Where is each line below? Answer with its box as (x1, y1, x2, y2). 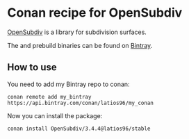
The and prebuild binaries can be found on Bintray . (7, 41, 153, 49)
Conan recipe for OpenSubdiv (7, 5, 183, 21)
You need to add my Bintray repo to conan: (7, 80, 130, 88)
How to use (7, 61, 57, 74)
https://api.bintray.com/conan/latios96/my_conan (7, 99, 154, 106)
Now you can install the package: (7, 111, 103, 120)
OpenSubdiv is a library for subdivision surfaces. (7, 28, 147, 36)
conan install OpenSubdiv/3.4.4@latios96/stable (7, 125, 151, 132)
